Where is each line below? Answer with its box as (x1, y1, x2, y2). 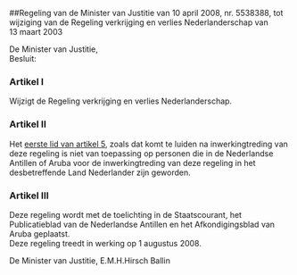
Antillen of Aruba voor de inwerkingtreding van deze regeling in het (9, 157, 256, 168)
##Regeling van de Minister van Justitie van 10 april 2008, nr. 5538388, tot (9, 8, 284, 18)
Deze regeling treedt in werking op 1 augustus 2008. (9, 237, 202, 248)
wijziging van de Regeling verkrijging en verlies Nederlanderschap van (9, 17, 269, 28)
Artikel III (9, 189, 49, 202)
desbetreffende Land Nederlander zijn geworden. (9, 167, 192, 178)
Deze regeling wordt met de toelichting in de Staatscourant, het (9, 209, 243, 220)
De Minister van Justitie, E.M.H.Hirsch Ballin (9, 254, 171, 266)
